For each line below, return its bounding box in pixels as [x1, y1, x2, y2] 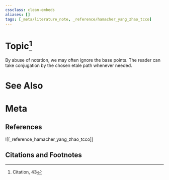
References [5, 123, 42, 131]
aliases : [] [5, 12, 30, 17]
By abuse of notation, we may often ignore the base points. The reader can [5, 57, 161, 63]
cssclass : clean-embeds [5, 7, 55, 13]
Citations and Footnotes [5, 151, 82, 159]
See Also [5, 80, 43, 91]
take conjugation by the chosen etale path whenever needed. [5, 62, 132, 68]
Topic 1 [5, 38, 33, 52]
